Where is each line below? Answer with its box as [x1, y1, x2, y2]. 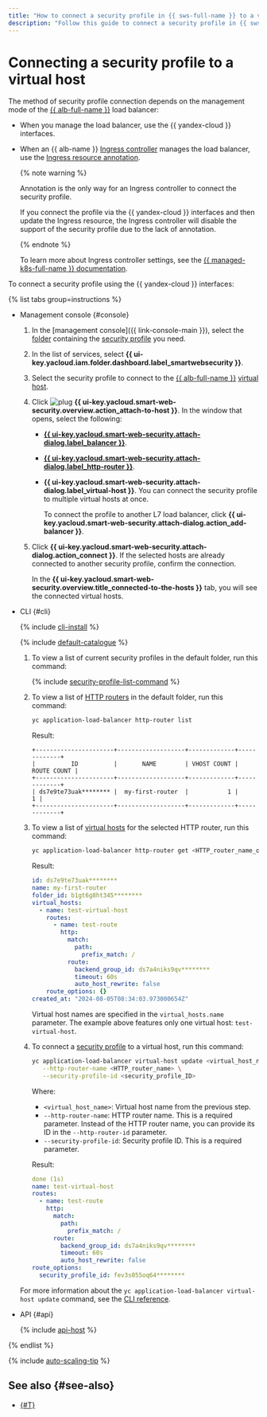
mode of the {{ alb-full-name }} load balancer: [8, 105, 159, 115]
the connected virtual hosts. [31, 591, 124, 601]
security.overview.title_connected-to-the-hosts [31, 583, 195, 593]
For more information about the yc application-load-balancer [19, 1286, 224, 1295]
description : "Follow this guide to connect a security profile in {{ [8, 19, 247, 27]
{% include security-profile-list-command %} [31, 677, 180, 687]
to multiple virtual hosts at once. [43, 495, 149, 504]
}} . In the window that [170, 405, 242, 415]
